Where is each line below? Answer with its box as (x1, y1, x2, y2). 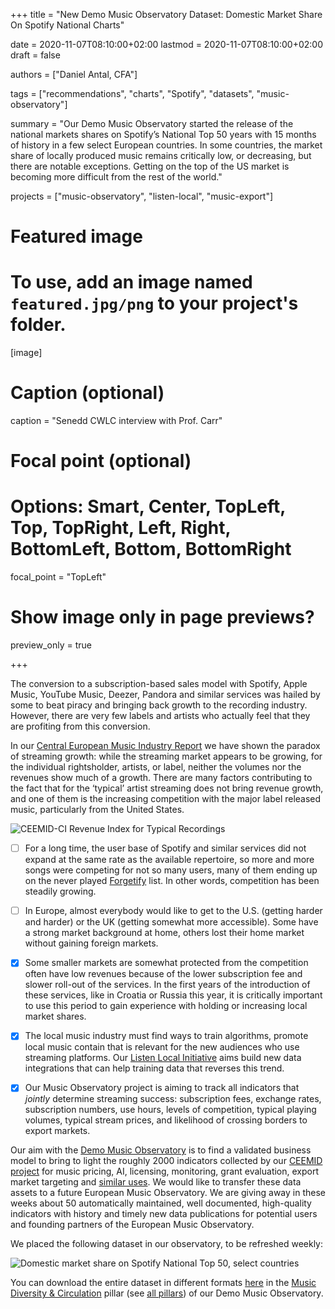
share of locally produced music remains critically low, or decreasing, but (10, 150, 312, 161)
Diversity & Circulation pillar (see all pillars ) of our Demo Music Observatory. (10, 1287, 324, 1299)
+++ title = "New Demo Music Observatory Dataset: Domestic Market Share (10, 9, 323, 20)
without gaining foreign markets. (24, 937, 159, 949)
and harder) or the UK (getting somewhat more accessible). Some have (24, 916, 319, 928)
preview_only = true (10, 639, 92, 651)
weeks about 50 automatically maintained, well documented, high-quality (10, 1197, 312, 1209)
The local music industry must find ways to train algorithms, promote (24, 1030, 309, 1042)
